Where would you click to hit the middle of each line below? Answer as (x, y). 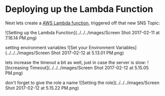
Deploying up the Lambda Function (79, 9)
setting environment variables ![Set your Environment (60, 47)
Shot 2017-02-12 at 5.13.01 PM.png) (87, 53)
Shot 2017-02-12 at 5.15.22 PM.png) (42, 88)
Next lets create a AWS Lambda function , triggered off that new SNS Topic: (82, 23)
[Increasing (17, 68)
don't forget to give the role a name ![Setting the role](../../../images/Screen (82, 83)
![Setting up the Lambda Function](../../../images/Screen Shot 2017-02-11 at (82, 32)
